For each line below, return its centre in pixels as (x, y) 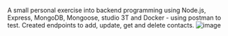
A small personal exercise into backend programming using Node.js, (107, 10)
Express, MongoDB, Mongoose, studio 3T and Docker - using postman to (114, 18)
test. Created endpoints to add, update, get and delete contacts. (101, 25)
